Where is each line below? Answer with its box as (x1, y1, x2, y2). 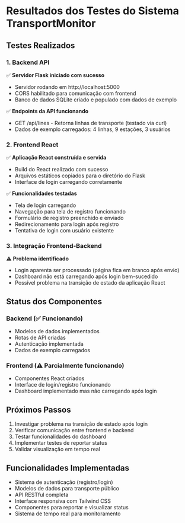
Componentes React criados (14, 375, 85, 382)
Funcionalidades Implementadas (6, 463, 129, 473)
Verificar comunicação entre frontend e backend (14, 427, 134, 434)
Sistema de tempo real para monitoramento (14, 510, 121, 517)
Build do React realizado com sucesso (14, 166, 109, 173)
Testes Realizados (6, 40, 75, 50)
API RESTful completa (14, 491, 69, 499)
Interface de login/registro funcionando (14, 381, 111, 388)
